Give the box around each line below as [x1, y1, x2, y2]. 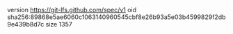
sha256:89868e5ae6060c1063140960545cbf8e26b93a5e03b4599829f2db [7, 13, 226, 21]
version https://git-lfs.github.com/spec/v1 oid [7, 6, 137, 14]
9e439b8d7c [7, 20, 45, 28]
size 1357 [45, 20, 73, 28]
